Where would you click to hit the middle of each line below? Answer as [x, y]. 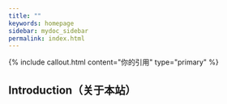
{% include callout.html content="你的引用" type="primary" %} [113, 62]
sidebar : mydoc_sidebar [49, 31]
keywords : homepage [41, 23]
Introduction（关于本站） [72, 90]
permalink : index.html [47, 38]
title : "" [25, 16]
